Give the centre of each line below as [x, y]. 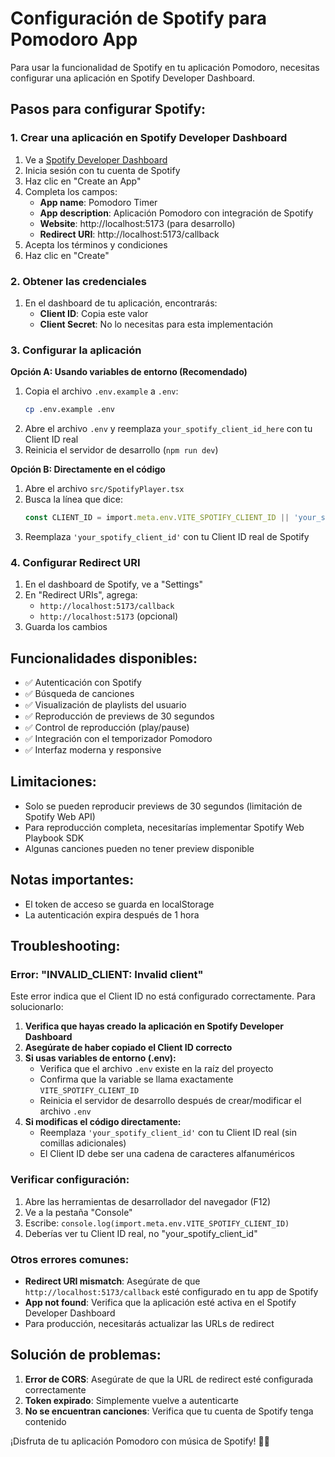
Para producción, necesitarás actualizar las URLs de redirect [149, 1323]
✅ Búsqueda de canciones [79, 694]
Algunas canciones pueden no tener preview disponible [139, 848]
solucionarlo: [37, 1007]
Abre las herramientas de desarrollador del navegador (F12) [148, 1201]
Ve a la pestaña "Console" [78, 1212]
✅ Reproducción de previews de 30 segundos [119, 716]
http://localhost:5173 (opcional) [109, 616]
